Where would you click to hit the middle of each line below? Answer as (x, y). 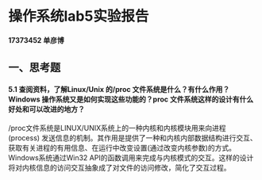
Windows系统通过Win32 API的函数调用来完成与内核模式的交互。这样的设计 (131, 158)
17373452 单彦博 (37, 40)
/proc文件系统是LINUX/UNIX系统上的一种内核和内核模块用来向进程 (117, 128)
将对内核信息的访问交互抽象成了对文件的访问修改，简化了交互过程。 (119, 168)
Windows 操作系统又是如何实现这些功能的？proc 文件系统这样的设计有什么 (131, 99)
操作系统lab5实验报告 (79, 16)
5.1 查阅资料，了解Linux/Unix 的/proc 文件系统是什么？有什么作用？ (119, 89)
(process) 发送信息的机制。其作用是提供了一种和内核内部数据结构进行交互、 (133, 138)
